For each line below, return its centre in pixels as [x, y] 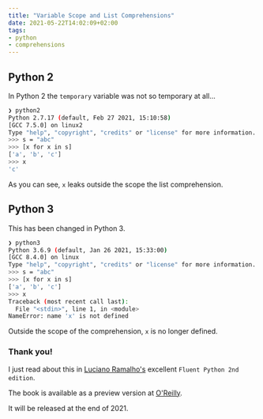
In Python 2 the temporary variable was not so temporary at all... [112, 96]
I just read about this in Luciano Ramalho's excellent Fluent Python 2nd [124, 369]
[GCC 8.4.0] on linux [44, 258]
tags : [17, 30]
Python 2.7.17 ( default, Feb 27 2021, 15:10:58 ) [90, 118]
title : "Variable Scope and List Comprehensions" [92, 15]
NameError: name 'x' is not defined [68, 316]
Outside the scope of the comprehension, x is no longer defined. [113, 331]
